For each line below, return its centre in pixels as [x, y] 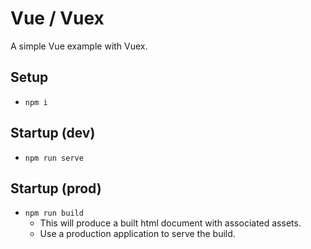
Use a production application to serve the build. [137, 234]
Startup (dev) [53, 133]
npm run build [54, 213]
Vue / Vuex [57, 18]
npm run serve [54, 158]
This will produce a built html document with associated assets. [170, 223]
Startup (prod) [56, 188]
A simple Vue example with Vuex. [79, 46]
